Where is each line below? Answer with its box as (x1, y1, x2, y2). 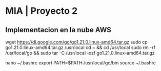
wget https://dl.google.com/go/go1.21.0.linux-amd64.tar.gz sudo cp (5, 39, 148, 45)
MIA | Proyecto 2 (5, 5, 78, 17)
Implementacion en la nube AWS (5, 26, 112, 34)
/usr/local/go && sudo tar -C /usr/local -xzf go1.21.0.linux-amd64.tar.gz (5, 50, 155, 56)
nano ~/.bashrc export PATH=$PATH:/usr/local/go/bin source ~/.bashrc (5, 60, 156, 66)
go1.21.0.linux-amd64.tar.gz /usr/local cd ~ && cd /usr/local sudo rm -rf (5, 44, 155, 51)
